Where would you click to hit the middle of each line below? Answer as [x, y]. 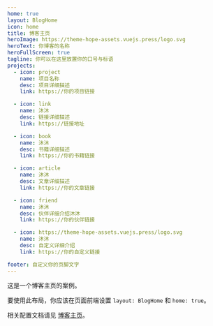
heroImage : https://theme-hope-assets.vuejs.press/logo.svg [97, 40]
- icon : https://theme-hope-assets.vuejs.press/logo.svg [98, 232]
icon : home [23, 27]
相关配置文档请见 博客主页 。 [48, 315]
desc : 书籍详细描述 [45, 149]
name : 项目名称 [40, 79]
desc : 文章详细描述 [45, 181]
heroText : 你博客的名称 [38, 46]
